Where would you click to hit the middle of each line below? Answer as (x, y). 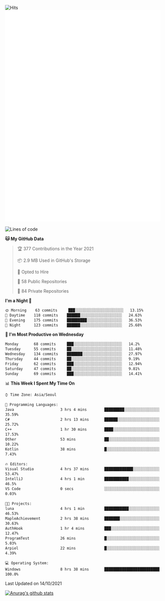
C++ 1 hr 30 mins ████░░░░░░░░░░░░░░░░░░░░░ (82, 429)
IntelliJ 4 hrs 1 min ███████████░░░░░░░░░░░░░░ (82, 479)
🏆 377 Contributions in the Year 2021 (55, 249)
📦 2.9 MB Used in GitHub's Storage (54, 260)
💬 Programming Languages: (32, 404)
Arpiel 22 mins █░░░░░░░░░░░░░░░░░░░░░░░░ (82, 548)
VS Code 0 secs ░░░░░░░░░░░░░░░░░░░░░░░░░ (82, 489)
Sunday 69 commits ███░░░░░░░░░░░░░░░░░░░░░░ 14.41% (73, 374)
